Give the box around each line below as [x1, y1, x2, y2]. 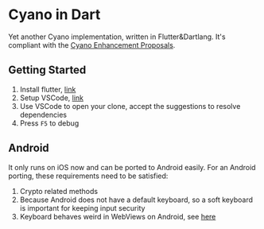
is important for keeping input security [19, 203, 146, 212]
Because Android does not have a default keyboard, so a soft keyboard [19, 195, 253, 204]
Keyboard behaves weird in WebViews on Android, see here [19, 212, 216, 221]
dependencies [19, 110, 68, 119]
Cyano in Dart [8, 6, 101, 24]
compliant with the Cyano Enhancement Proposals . [8, 40, 176, 49]
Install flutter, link [19, 84, 76, 94]
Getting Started [8, 64, 87, 77]
